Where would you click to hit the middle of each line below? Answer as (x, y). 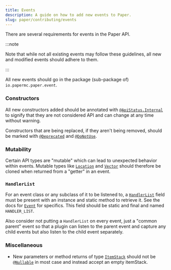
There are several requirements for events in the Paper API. (68, 34)
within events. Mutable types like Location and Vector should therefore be (83, 166)
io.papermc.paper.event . (31, 85)
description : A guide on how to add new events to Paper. (68, 15)
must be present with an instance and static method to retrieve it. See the (83, 200)
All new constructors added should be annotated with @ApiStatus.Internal (84, 110)
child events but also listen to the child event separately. (65, 232)
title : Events (20, 10)
